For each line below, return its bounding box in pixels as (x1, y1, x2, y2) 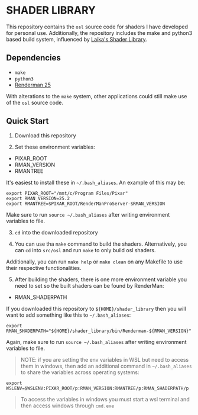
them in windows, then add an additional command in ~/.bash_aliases (20, 362, 192, 369)
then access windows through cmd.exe (20, 402, 114, 409)
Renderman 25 (14, 81, 51, 88)
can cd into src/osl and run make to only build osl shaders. (14, 246, 156, 253)
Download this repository (14, 131, 76, 139)
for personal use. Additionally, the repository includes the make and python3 (6, 29, 193, 36)
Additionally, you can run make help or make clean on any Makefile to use (6, 258, 183, 265)
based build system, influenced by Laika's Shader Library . (6, 36, 148, 43)
